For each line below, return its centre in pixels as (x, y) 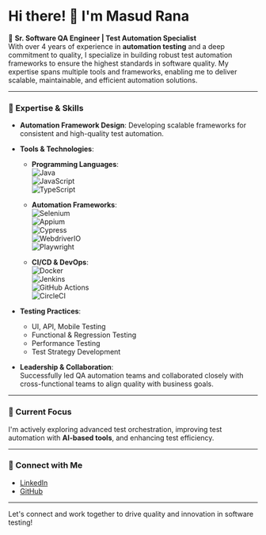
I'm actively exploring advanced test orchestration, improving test (115, 429)
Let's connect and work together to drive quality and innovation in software (131, 514)
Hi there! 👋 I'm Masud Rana (99, 16)
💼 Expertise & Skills (46, 108)
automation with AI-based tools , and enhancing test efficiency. (111, 438)
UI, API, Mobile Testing (68, 327)
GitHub (31, 491)
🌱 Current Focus (40, 412)
